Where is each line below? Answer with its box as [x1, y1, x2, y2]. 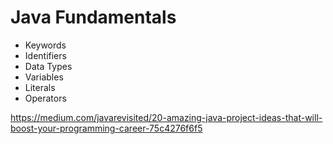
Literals [24, 81, 56, 93]
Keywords [24, 39, 67, 51]
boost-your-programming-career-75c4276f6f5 [10, 122, 203, 134]
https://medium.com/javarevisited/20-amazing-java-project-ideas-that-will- [10, 111, 323, 123]
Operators [24, 92, 67, 104]
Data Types [24, 60, 73, 72]
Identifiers [24, 49, 67, 61]
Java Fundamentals [10, 6, 177, 29]
